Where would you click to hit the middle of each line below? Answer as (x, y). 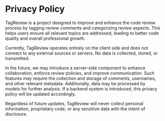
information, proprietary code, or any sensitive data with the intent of (75, 109)
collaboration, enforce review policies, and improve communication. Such (80, 73)
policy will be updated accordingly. (41, 94)
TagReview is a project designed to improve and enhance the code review (80, 23)
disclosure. (17, 114)
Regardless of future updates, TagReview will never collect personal (74, 103)
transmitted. (17, 58)
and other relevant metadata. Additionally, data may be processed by (75, 83)
